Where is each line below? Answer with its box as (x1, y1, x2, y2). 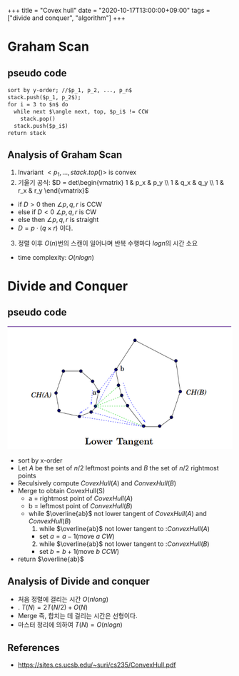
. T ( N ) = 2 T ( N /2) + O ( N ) (17, 603, 88, 612)
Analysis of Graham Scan (7, 149, 123, 161)
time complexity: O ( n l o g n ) (17, 253, 95, 261)
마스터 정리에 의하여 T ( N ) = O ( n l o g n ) (17, 620, 123, 629)
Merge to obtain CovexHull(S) (17, 486, 106, 495)
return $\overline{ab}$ (17, 555, 84, 563)
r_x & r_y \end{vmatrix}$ (17, 186, 89, 195)
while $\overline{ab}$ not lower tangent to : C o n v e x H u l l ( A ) (39, 524, 210, 533)
